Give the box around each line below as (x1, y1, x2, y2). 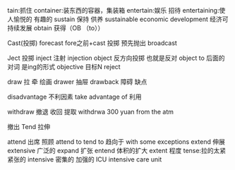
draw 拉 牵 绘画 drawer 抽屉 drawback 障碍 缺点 (7, 78, 147, 86)
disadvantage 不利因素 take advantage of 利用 (7, 92, 143, 101)
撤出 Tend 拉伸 (7, 123, 51, 130)
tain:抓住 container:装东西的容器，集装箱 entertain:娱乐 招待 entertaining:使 (7, 6, 226, 14)
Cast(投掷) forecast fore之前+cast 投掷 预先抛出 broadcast (7, 39, 178, 47)
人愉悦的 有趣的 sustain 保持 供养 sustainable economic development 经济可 (7, 15, 229, 23)
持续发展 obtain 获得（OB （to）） (7, 24, 104, 32)
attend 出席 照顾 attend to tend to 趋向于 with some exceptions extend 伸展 (7, 138, 226, 146)
